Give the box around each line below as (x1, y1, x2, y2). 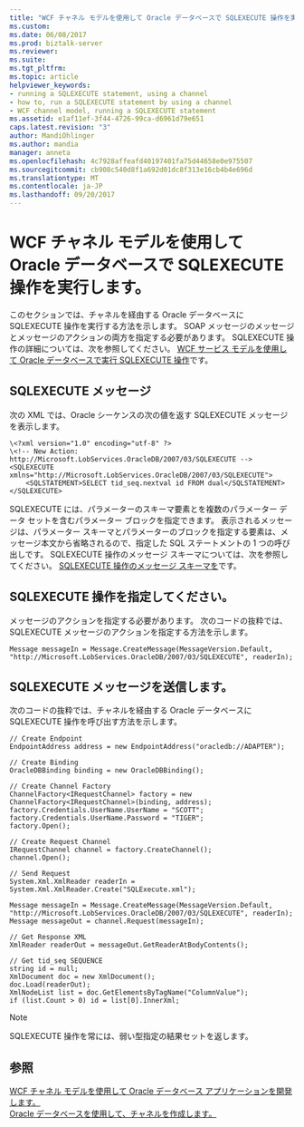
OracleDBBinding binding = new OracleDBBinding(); (9, 766, 204, 775)
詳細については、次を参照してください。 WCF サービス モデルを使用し (24, 343, 288, 354)
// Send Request (9, 870, 71, 879)
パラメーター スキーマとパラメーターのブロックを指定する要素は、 (33, 526, 281, 537)
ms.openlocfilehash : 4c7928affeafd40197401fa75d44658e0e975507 (9, 156, 253, 166)
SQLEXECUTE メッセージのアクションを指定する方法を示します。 (9, 627, 253, 637)
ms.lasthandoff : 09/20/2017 (9, 190, 116, 199)
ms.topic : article (9, 73, 79, 82)
